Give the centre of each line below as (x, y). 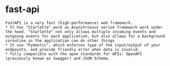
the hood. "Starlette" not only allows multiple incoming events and (81, 31)
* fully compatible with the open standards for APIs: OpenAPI (74, 54)
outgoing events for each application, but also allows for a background (85, 36)
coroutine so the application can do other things (60, 41)
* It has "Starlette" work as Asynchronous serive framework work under (84, 27)
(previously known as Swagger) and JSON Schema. (58, 58)
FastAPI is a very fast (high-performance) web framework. (69, 23)
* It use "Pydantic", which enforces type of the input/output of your (83, 45)
